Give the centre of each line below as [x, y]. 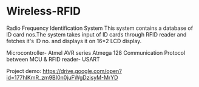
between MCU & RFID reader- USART [53, 59]
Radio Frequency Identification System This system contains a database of [99, 28]
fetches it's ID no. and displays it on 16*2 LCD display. [74, 41]
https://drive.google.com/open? [82, 71]
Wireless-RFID [43, 11]
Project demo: [24, 71]
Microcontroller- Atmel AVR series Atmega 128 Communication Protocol [96, 52]
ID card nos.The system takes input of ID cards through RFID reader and [96, 34]
